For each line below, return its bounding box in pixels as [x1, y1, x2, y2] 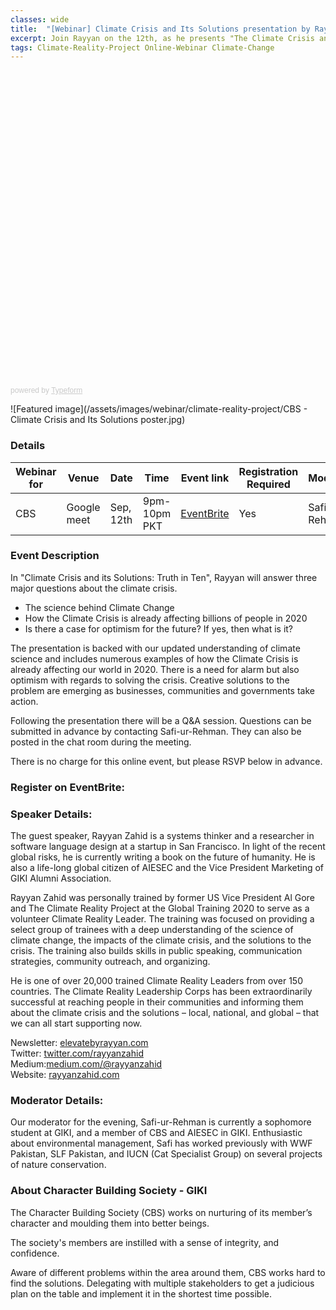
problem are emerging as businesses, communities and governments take [10, 684, 315, 696]
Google [66, 500, 101, 514]
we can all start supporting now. [10, 1017, 143, 1030]
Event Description [10, 549, 100, 563]
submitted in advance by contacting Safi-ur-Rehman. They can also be [10, 725, 302, 737]
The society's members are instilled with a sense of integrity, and [10, 1236, 280, 1248]
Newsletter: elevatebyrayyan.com [10, 1037, 149, 1049]
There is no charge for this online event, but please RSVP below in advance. [10, 755, 323, 767]
